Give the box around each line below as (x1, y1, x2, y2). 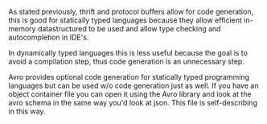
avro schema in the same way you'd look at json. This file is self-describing (8, 98, 257, 107)
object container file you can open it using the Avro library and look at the (8, 89, 252, 99)
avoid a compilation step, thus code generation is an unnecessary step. (8, 56, 245, 66)
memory (8, 24, 36, 33)
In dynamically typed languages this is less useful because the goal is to (8, 48, 248, 57)
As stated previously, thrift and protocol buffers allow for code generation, (8, 7, 254, 16)
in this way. (8, 106, 46, 116)
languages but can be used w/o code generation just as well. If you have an (8, 81, 259, 90)
